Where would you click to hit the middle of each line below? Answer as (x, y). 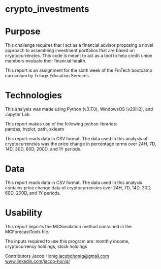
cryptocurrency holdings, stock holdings (46, 246)
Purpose (23, 32)
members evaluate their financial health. (46, 61)
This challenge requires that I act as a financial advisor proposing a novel (79, 45)
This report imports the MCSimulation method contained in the (68, 226)
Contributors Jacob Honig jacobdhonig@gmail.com (57, 256)
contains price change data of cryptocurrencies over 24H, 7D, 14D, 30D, (78, 188)
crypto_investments (47, 9)
